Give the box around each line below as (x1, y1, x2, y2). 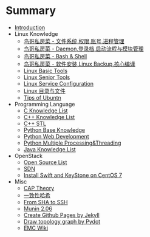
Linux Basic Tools (23, 67, 68, 74)
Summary (5, 4, 56, 18)
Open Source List (23, 159, 67, 166)
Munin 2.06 (23, 205, 53, 212)
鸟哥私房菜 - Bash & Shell (23, 52, 87, 60)
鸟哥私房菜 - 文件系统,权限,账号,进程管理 (23, 37, 125, 44)
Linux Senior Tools (23, 74, 70, 81)
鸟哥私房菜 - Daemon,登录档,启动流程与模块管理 (23, 45, 144, 52)
